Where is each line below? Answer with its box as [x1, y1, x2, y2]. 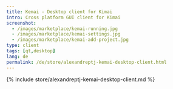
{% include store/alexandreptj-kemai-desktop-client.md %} [6, 76, 155, 83]
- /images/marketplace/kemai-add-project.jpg [12, 37, 129, 43]
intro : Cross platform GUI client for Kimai [6, 14, 121, 20]
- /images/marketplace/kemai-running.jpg [12, 25, 118, 32]
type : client [6, 43, 39, 49]
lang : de [6, 54, 29, 60]
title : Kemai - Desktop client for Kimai [6, 8, 113, 15]
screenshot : [6, 20, 36, 26]
